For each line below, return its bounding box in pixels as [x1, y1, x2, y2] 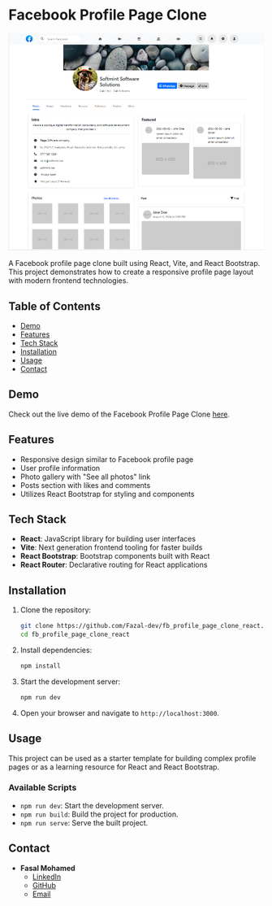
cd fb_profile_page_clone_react [19, 630, 130, 639]
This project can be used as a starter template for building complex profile [8, 753, 257, 763]
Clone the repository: [19, 605, 92, 615]
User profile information [19, 463, 101, 473]
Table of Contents [8, 299, 101, 313]
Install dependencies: [19, 645, 93, 655]
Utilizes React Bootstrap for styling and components [19, 489, 195, 499]
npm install [19, 661, 61, 670]
